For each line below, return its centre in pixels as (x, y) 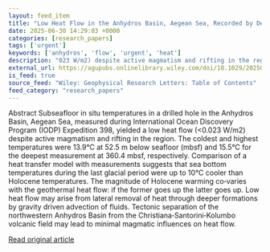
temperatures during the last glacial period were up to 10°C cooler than (126, 173)
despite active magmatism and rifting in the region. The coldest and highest (133, 139)
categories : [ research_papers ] (61, 38)
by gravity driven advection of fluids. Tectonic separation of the (114, 207)
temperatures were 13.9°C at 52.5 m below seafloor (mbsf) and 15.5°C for (130, 147)
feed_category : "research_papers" (66, 90)
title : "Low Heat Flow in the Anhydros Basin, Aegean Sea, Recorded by (131, 23)
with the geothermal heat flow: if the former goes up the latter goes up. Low (134, 190)
